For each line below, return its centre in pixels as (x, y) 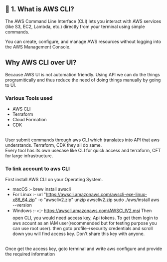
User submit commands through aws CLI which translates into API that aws (82, 140)
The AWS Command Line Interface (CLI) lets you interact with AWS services (83, 21)
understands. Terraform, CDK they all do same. (54, 145)
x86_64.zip (23, 200)
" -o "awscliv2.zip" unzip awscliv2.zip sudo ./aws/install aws (97, 200)
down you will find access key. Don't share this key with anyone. (79, 234)
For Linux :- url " (29, 195)
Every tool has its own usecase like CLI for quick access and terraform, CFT (83, 150)
